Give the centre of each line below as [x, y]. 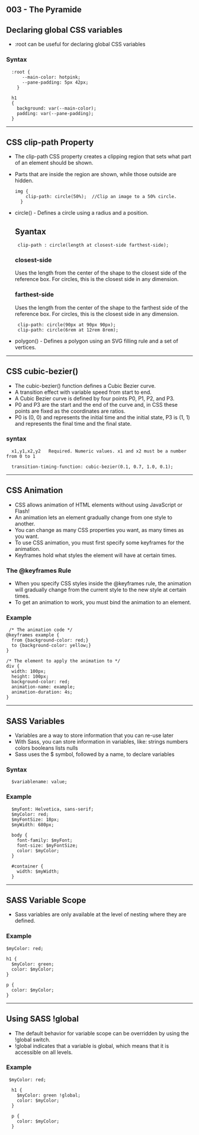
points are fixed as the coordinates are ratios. [70, 411]
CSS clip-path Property [50, 142]
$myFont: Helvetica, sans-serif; [53, 809]
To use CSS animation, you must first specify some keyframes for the [99, 543]
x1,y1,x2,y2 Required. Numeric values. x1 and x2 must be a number [99, 451]
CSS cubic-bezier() [42, 372]
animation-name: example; [44, 687]
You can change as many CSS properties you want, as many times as [99, 530]
